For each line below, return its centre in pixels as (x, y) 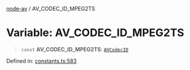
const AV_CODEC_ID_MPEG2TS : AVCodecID (75, 49)
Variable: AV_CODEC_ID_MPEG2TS (95, 33)
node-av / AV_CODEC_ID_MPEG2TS (51, 9)
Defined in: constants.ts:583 (41, 61)
